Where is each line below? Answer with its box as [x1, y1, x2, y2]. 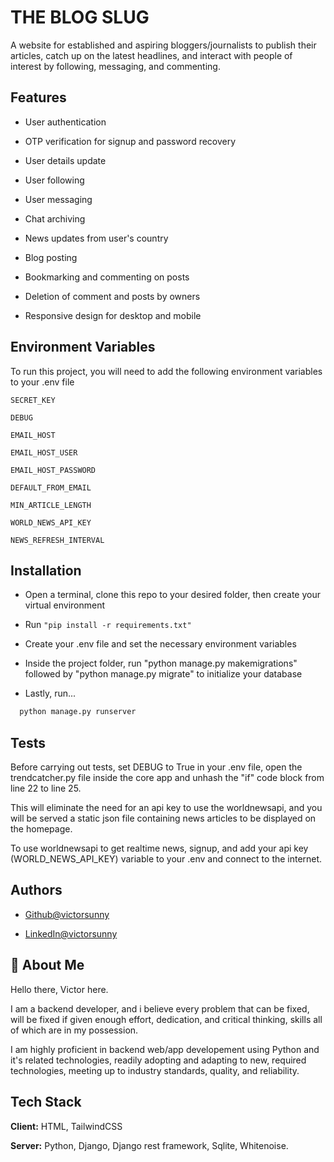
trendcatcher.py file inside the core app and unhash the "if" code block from [10, 772, 325, 784]
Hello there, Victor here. [10, 983, 109, 995]
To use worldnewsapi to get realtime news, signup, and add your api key [10, 842, 309, 855]
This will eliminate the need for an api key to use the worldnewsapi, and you [10, 802, 323, 814]
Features [10, 89, 67, 106]
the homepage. [10, 823, 73, 835]
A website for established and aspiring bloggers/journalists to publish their [10, 39, 317, 51]
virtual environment [24, 599, 106, 611]
